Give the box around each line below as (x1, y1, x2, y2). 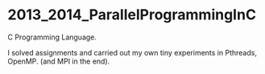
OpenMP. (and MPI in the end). (7, 56, 110, 66)
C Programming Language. (7, 32, 97, 42)
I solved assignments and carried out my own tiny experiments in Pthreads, (7, 47, 257, 57)
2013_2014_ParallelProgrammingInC (7, 6, 257, 24)
